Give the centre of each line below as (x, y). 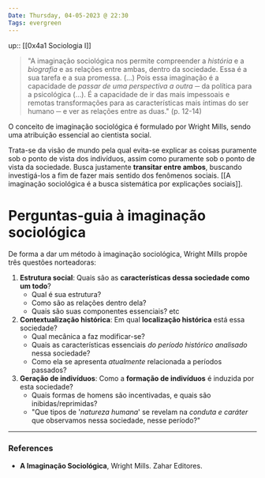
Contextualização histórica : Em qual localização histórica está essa (132, 320)
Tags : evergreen (35, 23)
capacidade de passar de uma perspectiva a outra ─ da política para (140, 86)
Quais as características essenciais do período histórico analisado (139, 345)
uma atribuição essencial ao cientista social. (80, 134)
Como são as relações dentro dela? (89, 303)
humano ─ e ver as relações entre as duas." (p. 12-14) (115, 111)
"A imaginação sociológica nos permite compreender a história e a (136, 61)
